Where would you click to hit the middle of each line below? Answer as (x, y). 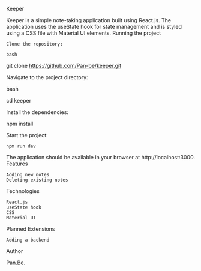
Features (17, 164)
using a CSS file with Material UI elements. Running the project (84, 33)
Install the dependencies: (37, 112)
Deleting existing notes (37, 180)
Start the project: (27, 135)
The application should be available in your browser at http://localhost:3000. (100, 157)
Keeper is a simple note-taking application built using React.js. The (89, 20)
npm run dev (21, 146)
